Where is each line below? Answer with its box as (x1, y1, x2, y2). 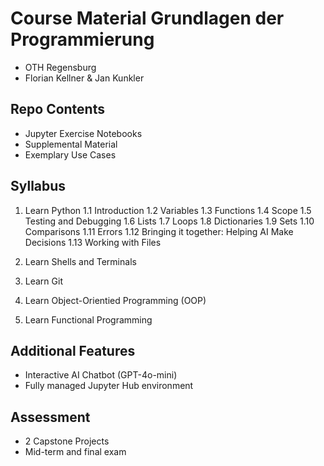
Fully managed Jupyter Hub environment (24, 380, 194, 392)
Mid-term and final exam (24, 446, 127, 458)
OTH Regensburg (24, 61, 97, 73)
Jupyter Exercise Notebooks (24, 127, 143, 139)
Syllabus (10, 178, 67, 195)
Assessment (10, 408, 91, 426)
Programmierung (10, 28, 155, 51)
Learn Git (24, 275, 63, 287)
